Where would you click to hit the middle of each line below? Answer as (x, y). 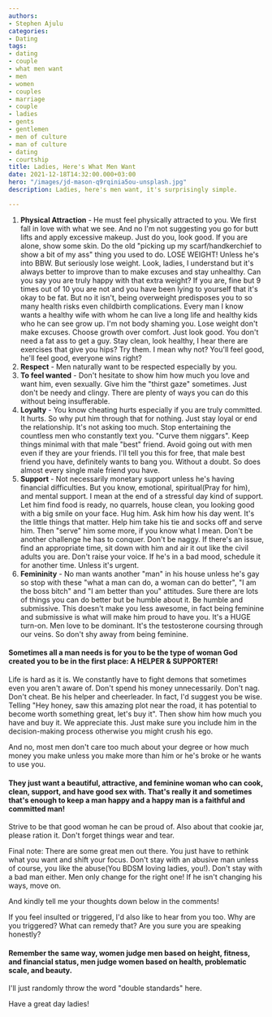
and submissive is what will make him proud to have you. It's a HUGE (136, 617)
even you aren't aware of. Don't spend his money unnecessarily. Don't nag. (134, 688)
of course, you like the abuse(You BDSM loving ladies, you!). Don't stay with (135, 868)
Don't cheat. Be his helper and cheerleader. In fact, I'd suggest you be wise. (135, 696)
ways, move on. (35, 885)
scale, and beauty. (41, 970)
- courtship (28, 159)
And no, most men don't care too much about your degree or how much (129, 747)
